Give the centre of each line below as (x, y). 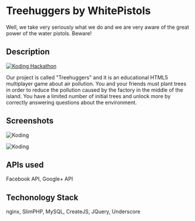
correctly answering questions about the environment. (71, 102)
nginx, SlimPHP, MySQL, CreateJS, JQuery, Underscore (73, 212)
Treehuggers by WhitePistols (78, 11)
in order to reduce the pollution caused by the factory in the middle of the (95, 90)
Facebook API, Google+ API (40, 179)
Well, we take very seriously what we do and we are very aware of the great (97, 27)
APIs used (25, 165)
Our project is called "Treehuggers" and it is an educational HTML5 (87, 77)
